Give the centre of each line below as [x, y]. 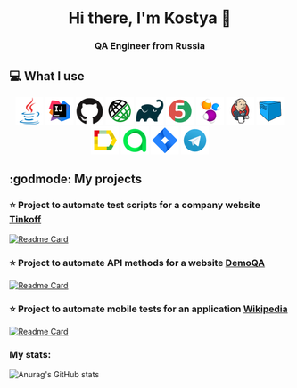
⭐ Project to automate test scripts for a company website [135, 206]
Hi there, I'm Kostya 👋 [150, 18]
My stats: [30, 355]
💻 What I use [47, 76]
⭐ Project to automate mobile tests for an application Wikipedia [148, 309]
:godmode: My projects [76, 179]
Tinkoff [25, 220]
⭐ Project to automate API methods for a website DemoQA [137, 263]
